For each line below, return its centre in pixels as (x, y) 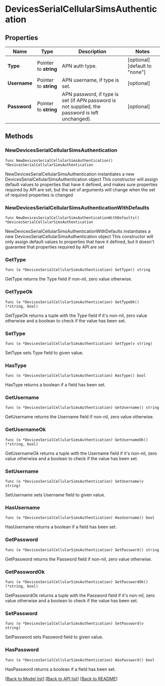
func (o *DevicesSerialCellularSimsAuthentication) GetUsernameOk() (77, 440)
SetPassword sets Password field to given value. (54, 637)
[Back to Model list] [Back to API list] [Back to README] (61, 679)
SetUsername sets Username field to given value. (55, 495)
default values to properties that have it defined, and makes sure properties (82, 184)
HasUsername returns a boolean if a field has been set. (61, 527)
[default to (139, 66)
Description (92, 51)
